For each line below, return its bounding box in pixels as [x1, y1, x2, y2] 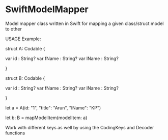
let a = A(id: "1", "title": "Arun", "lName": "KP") [5, 104, 101, 110]
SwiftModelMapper [5, 4, 89, 15]
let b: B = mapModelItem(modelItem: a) [5, 115, 88, 121]
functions [5, 130, 25, 136]
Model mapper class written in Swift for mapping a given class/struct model [5, 20, 164, 26]
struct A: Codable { [5, 45, 45, 51]
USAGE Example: [5, 36, 41, 42]
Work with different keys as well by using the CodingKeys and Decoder [5, 124, 154, 130]
